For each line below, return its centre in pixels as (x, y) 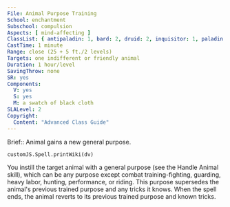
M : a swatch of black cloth (54, 103)
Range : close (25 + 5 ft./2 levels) (60, 52)
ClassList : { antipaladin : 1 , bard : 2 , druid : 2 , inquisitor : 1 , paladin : (117, 39)
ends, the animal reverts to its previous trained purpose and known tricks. (112, 196)
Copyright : (23, 116)
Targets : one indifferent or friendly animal (73, 58)
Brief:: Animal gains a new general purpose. (69, 142)
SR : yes (18, 77)
